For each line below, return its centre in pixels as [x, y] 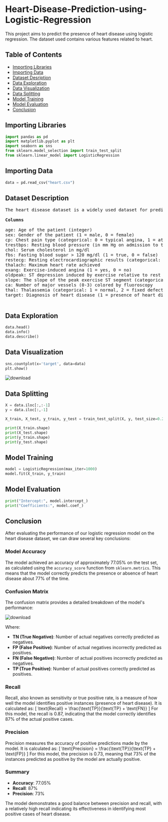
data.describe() [22, 337]
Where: [13, 627]
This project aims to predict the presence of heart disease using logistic [79, 34]
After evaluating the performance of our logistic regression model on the [80, 533]
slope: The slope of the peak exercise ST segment [68, 280]
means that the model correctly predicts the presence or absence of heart [81, 573]
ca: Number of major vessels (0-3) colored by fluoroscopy [79, 285]
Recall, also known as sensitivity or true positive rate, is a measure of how [81, 698]
